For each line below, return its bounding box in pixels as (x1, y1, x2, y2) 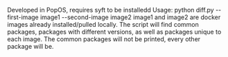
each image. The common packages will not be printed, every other (7, 35, 201, 43)
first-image (7, 13, 40, 21)
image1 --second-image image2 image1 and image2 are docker (40, 13, 221, 21)
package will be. (7, 43, 54, 50)
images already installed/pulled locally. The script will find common (7, 21, 199, 28)
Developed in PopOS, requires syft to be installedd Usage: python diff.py (7, 6, 214, 14)
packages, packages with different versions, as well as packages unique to (7, 27, 222, 36)
